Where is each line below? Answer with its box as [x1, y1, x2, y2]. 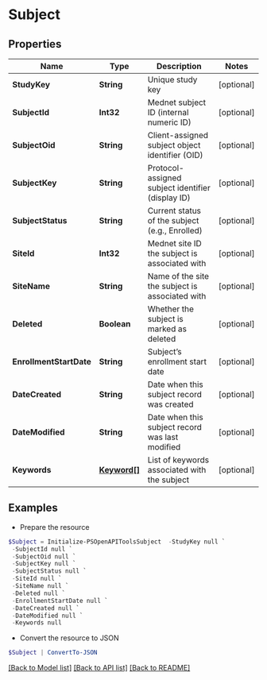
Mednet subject [147, 97, 207, 108]
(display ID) [147, 192, 191, 203]
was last [147, 431, 179, 442]
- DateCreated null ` [11, 604, 80, 612]
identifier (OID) [147, 149, 203, 160]
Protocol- [147, 163, 184, 173]
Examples [8, 501, 58, 515]
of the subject [147, 215, 199, 226]
